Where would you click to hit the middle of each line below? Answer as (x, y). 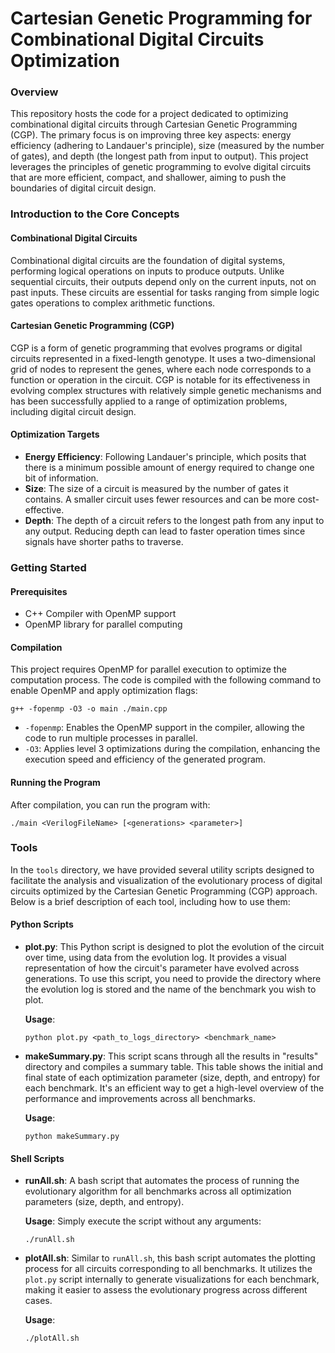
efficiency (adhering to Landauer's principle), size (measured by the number (167, 146)
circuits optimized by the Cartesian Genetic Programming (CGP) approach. (164, 891)
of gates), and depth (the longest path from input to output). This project (159, 156)
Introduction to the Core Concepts (95, 214)
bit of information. (61, 478)
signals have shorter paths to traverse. (104, 542)
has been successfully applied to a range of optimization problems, (149, 401)
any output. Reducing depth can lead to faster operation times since (165, 531)
